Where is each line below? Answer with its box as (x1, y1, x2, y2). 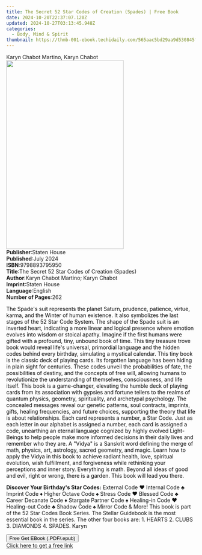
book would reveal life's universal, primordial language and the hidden (6, 344, 180, 351)
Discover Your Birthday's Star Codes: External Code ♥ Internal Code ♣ (6, 484, 185, 491)
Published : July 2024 (6, 255, 59, 262)
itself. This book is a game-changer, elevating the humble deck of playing (6, 382, 188, 390)
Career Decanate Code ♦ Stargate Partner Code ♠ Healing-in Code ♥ (6, 496, 177, 504)
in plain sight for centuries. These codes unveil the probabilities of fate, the (6, 363, 192, 370)
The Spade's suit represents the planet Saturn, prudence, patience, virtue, (6, 306, 191, 312)
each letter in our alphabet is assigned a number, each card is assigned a (6, 421, 188, 428)
